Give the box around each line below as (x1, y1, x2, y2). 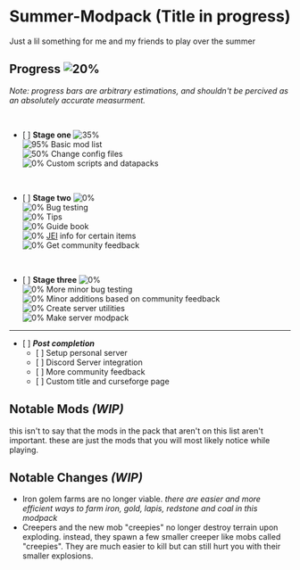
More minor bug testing (46, 284, 133, 294)
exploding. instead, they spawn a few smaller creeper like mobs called (21, 532, 281, 542)
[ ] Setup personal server (35, 347, 128, 358)
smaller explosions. (21, 550, 94, 561)
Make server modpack (46, 312, 129, 323)
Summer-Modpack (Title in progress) (9, 6, 291, 27)
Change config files (50, 148, 123, 159)
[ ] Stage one (21, 129, 71, 140)
